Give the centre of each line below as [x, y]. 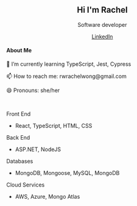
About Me [19, 51]
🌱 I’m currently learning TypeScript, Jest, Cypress [69, 64]
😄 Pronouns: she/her [33, 90]
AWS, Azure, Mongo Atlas [47, 197]
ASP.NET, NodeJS [38, 149]
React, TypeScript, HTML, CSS [54, 126]
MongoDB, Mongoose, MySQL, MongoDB [67, 173]
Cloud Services [26, 185]
